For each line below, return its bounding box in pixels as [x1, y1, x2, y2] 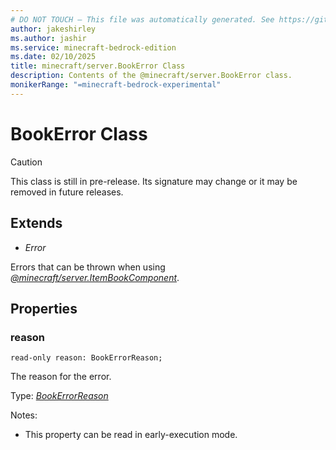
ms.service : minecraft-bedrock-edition [10, 42, 177, 53]
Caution [10, 156, 43, 168]
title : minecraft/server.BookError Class [10, 61, 186, 71]
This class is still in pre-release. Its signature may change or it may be [10, 175, 298, 187]
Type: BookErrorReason [10, 390, 109, 402]
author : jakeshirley [10, 24, 97, 34]
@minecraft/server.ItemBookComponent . [10, 271, 180, 283]
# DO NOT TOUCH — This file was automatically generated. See [10, 14, 275, 25]
